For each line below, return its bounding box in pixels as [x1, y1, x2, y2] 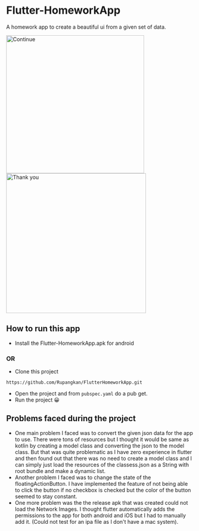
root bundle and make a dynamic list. [14, 467, 106, 474]
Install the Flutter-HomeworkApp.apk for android [14, 339, 134, 347]
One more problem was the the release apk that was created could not [14, 499, 188, 506]
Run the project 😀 [14, 396, 60, 403]
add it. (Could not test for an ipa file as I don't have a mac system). [14, 518, 179, 525]
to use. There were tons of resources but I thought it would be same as [14, 436, 189, 443]
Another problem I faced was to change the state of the [14, 474, 151, 481]
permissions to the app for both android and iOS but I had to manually [14, 511, 186, 519]
